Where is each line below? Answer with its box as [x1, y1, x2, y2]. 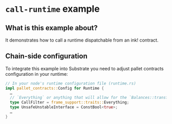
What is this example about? [5, 24, 98, 32]
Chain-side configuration [5, 52, 88, 60]
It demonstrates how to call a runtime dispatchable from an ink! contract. [5, 37, 159, 43]
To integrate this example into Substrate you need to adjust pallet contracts [5, 65, 164, 72]
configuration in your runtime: [5, 71, 68, 77]
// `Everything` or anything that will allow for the [10, 95, 127, 100]
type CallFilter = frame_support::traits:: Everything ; [10, 100, 130, 105]
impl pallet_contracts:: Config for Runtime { [5, 86, 104, 91]
